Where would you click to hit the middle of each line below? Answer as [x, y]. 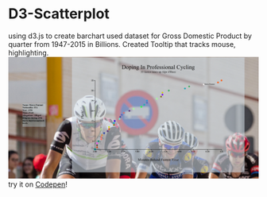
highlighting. [29, 52]
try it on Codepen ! [38, 184]
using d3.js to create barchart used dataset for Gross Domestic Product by [130, 36]
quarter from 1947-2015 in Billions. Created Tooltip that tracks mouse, [122, 44]
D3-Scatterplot [59, 14]
